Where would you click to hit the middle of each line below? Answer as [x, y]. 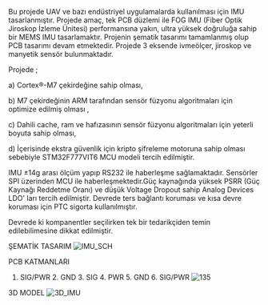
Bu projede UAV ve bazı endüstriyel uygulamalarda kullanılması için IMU [126, 12]
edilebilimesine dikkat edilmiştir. [61, 231]
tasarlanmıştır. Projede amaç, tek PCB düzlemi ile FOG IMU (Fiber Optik [125, 20]
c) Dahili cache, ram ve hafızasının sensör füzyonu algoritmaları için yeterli [131, 124]
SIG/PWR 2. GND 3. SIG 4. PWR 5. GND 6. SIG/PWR [105, 277]
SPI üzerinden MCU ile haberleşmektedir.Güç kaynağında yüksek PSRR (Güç [134, 181]
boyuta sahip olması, [42, 133]
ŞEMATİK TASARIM [40, 246]
